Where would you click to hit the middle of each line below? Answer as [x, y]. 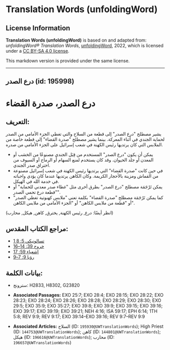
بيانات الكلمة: [24, 273]
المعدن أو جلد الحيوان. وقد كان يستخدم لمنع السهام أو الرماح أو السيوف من [83, 160]
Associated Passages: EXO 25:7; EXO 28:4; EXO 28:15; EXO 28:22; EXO [88, 295]
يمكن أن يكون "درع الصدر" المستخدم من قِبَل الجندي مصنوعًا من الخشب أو [83, 154]
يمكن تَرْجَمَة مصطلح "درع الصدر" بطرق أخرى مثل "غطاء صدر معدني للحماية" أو [88, 187]
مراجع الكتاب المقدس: [37, 229]
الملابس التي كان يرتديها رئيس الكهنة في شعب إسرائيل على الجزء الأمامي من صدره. [84, 145]
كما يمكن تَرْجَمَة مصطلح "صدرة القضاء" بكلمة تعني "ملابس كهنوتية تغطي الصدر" [88, 198]
